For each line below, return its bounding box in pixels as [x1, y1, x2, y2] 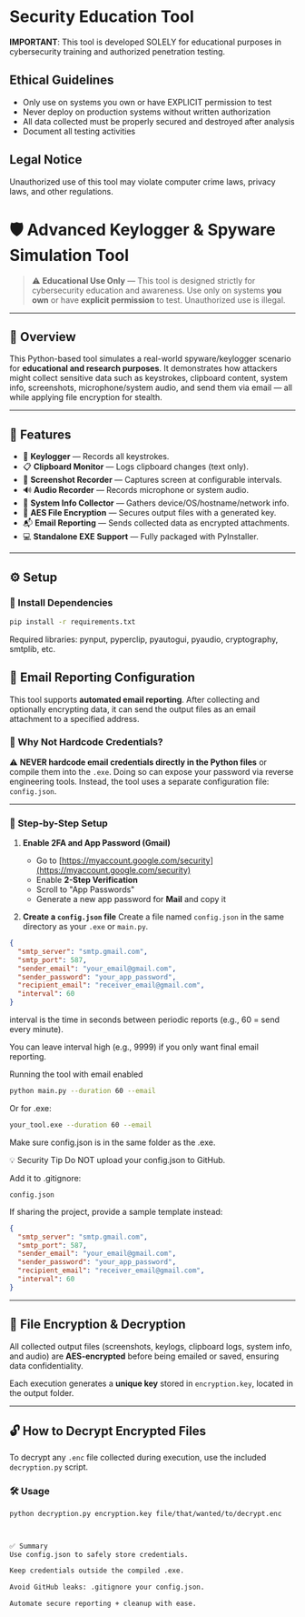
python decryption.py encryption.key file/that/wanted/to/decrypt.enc [9, 1509, 282, 1518]
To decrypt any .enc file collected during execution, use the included [9, 1452, 267, 1463]
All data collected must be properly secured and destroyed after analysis [22, 115, 295, 126]
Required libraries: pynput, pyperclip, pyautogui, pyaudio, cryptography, [9, 634, 279, 645]
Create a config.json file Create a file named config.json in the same [22, 911, 284, 922]
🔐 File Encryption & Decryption [9, 1317, 186, 1332]
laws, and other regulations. [9, 186, 113, 196]
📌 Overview [9, 329, 76, 345]
